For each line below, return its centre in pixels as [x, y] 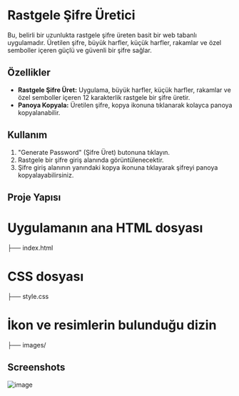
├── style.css [28, 296]
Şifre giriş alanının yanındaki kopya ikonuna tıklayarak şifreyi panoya [118, 167]
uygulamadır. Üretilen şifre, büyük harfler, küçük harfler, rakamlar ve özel [115, 42]
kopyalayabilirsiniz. [46, 175]
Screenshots [36, 367]
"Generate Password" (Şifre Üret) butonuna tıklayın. [93, 152]
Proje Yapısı [34, 197]
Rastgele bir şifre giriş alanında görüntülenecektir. [91, 160]
